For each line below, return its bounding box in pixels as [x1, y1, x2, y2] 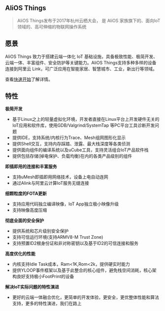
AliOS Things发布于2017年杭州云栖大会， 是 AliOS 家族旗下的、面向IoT [17, 17, 161, 24]
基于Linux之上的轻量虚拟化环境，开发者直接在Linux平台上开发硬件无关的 [12, 116, 160, 122]
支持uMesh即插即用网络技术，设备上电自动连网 [12, 174, 108, 180]
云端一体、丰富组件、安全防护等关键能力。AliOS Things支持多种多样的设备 [5, 59, 157, 65]
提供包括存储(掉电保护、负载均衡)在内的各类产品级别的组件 [12, 153, 132, 159]
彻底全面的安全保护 [5, 218, 44, 224]
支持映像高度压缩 [12, 207, 47, 213]
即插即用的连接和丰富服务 [5, 164, 57, 170]
